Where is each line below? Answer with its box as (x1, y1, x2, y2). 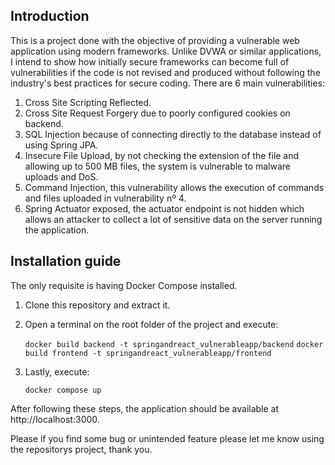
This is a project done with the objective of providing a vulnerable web (10, 34, 300, 46)
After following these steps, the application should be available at (10, 402, 280, 414)
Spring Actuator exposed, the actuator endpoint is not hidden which (24, 202, 305, 214)
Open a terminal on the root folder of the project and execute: (24, 318, 279, 330)
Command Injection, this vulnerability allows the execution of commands (24, 181, 325, 193)
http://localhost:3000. (10, 413, 100, 425)
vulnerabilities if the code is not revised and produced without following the (10, 66, 321, 78)
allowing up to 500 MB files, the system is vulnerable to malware (24, 160, 292, 172)
